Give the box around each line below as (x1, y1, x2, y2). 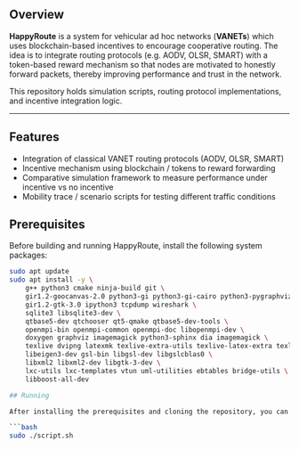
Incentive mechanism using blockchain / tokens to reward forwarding (21, 162, 276, 173)
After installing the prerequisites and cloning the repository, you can (9, 407, 289, 416)
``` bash (9, 423, 38, 432)
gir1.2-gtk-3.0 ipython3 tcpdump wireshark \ (25, 300, 198, 309)
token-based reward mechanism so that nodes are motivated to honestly (9, 59, 276, 69)
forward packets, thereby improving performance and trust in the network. (9, 69, 282, 79)
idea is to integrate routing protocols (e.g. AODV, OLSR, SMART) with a (9, 49, 269, 61)
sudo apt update (9, 267, 69, 276)
